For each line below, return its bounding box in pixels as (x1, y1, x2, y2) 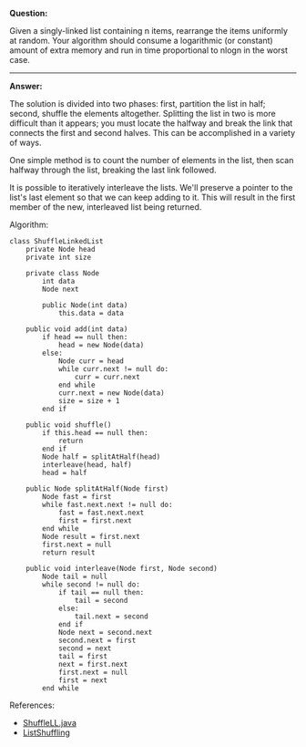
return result (42, 548, 96, 557)
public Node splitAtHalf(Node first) (25, 484, 169, 493)
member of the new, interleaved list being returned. (9, 202, 202, 213)
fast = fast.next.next (57, 508, 145, 517)
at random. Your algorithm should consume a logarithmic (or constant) (9, 36, 273, 46)
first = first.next (57, 516, 132, 525)
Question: (9, 8, 48, 18)
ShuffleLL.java (22, 718, 77, 728)
